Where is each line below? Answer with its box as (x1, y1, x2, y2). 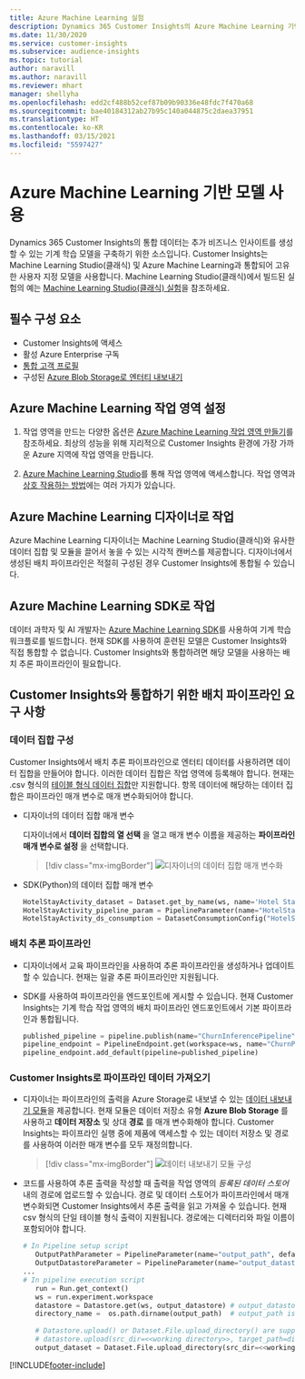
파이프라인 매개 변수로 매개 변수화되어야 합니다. (25, 790, 193, 801)
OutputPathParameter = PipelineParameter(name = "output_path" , (34, 1250, 275, 1260)
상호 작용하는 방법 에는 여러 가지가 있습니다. (22, 479, 176, 491)
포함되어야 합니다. (22, 1223, 86, 1234)
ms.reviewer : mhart (9, 81, 84, 90)
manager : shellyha (9, 89, 79, 98)
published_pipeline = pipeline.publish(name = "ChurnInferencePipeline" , (22, 1032, 300, 1041)
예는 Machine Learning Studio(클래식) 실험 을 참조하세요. (25, 282, 230, 293)
